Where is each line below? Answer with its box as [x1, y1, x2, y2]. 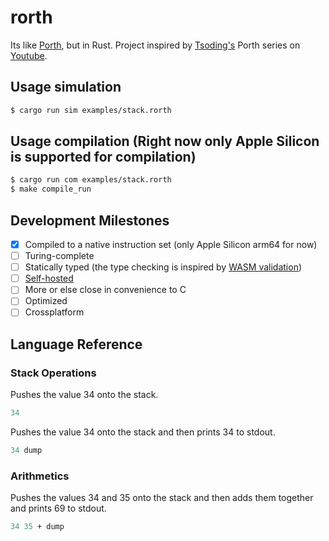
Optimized [24, 295, 68, 307]
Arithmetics [10, 469, 70, 483]
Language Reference [10, 336, 143, 353]
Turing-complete [24, 250, 95, 262]
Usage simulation [10, 79, 122, 96]
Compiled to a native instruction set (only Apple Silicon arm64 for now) [24, 239, 318, 250]
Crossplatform [24, 306, 85, 318]
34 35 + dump [10, 522, 65, 532]
